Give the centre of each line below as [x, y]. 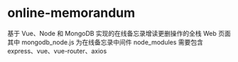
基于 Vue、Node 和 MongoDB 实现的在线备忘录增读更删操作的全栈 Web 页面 [119, 33]
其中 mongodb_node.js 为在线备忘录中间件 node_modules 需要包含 [106, 42]
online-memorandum [71, 13]
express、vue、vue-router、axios [57, 51]
